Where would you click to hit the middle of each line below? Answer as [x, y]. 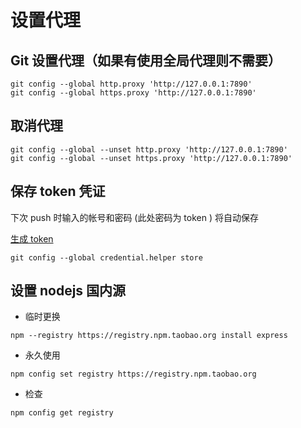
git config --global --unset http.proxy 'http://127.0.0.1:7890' [149, 149]
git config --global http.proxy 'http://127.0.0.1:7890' [131, 84]
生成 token [32, 238]
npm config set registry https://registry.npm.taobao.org [133, 374]
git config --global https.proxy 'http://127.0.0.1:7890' [133, 93]
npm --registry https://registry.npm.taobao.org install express [149, 336]
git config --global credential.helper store [106, 257]
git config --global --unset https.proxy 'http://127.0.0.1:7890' [151, 158]
